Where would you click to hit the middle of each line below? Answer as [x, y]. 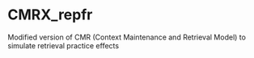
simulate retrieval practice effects [63, 45]
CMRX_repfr [50, 15]
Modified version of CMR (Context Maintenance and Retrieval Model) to [127, 37]
